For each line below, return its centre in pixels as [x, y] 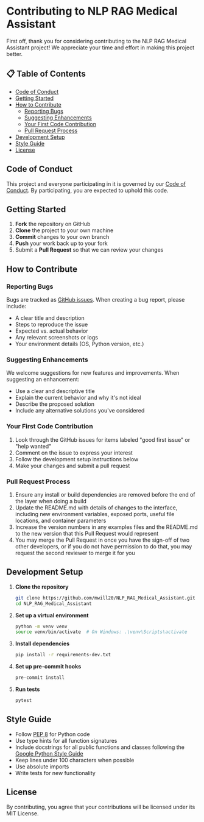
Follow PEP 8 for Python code [52, 734]
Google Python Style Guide [49, 753]
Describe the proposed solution [55, 404]
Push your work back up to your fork [61, 243]
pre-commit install [40, 678]
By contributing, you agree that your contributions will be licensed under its [101, 807]
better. [15, 54]
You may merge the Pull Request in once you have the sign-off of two [102, 540]
